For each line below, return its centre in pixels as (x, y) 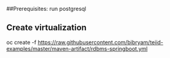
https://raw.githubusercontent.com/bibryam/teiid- (101, 42)
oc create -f (21, 42)
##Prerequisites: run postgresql (46, 9)
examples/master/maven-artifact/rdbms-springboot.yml (77, 48)
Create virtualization (47, 27)
